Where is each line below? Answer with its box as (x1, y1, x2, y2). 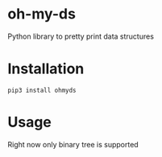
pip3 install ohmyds (7, 86, 77, 94)
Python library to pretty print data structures (7, 31, 155, 41)
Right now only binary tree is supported (7, 139, 139, 149)
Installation (7, 60, 85, 78)
